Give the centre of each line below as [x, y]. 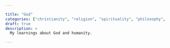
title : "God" [19, 14]
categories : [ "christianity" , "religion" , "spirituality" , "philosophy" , [86, 19]
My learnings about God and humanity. [51, 33]
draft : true [18, 24]
